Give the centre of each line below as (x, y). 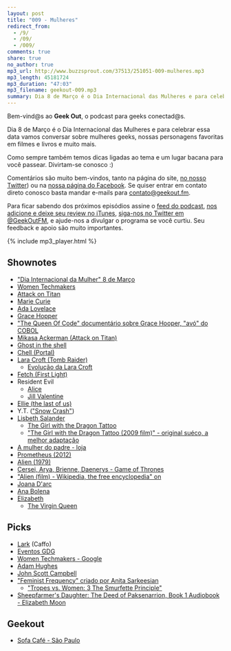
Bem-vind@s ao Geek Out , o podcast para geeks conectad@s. (96, 116)
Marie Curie (34, 301)
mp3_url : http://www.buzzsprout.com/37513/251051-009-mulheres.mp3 (106, 71)
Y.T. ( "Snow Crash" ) (45, 410)
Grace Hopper (37, 316)
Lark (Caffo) (34, 544)
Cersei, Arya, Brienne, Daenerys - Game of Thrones (90, 469)
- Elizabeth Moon (42, 602)
